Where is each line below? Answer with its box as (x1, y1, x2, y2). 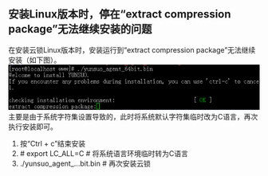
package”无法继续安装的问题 (8, 22, 152, 36)
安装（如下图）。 (8, 55, 61, 65)
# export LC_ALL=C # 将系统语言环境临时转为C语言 (19, 148, 189, 158)
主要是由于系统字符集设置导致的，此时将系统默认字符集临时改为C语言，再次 (8, 111, 258, 121)
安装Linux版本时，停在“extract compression (8, 7, 231, 22)
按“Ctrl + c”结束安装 (19, 139, 86, 148)
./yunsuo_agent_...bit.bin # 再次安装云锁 (19, 158, 152, 168)
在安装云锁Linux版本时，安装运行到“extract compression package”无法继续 (8, 45, 256, 54)
